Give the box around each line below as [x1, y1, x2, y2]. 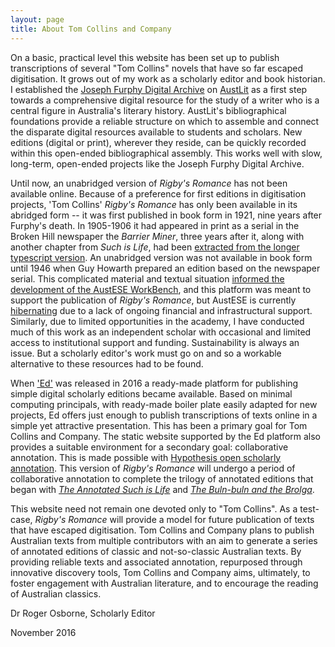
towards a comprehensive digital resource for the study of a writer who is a [10, 94, 320, 106]
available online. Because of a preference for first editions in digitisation [10, 187, 307, 200]
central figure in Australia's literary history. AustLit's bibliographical [10, 104, 287, 116]
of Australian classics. [10, 587, 102, 600]
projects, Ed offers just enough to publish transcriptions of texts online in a [10, 409, 318, 421]
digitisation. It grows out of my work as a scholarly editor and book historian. [10, 72, 326, 85]
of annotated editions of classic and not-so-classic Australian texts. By [10, 545, 302, 557]
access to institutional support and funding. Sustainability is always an [10, 336, 300, 348]
